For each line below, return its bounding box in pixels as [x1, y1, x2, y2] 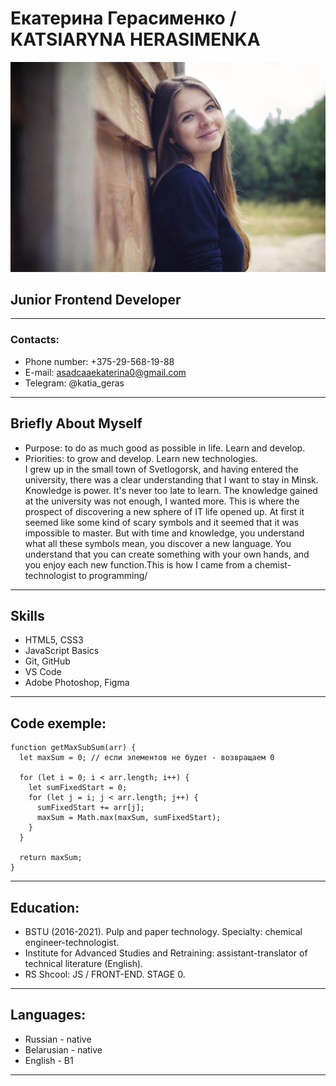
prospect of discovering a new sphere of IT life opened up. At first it [24, 505, 305, 517]
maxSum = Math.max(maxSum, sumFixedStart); [36, 813, 222, 823]
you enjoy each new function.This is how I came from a [24, 558, 253, 571]
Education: [10, 899, 80, 916]
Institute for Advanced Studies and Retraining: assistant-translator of [24, 947, 308, 959]
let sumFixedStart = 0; [28, 783, 128, 793]
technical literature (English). [24, 957, 144, 969]
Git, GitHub [24, 655, 71, 667]
